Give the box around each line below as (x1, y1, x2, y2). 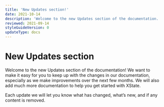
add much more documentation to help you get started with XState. (5, 83, 141, 88)
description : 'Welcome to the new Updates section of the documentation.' (5, 16, 161, 21)
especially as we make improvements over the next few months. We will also (5, 77, 160, 83)
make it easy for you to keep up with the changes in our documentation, (5, 72, 150, 78)
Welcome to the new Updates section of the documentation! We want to (5, 67, 150, 73)
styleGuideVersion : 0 (5, 25, 49, 30)
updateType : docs (5, 30, 41, 35)
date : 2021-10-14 (5, 12, 41, 17)
